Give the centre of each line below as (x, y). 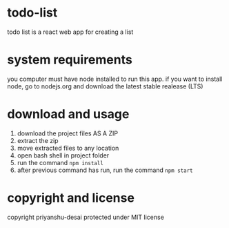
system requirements (70, 60)
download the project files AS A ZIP (68, 133)
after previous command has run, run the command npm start (105, 170)
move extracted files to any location (68, 148)
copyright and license (71, 198)
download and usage (68, 114)
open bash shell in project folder (63, 155)
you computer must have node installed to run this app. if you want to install (115, 79)
